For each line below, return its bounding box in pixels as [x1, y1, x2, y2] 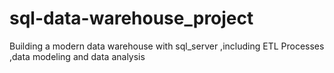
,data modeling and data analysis [9, 50, 146, 62]
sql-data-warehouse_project [9, 7, 254, 30]
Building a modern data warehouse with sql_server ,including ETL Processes [9, 40, 325, 52]
